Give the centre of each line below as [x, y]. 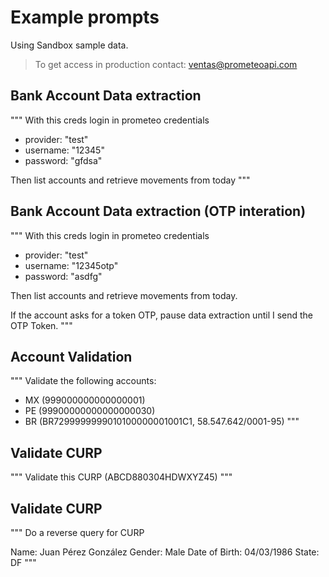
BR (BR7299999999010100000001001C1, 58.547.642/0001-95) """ [162, 422]
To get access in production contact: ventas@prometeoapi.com [166, 64]
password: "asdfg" [63, 276]
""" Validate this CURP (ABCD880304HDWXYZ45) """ [121, 477]
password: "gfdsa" [63, 160]
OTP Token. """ [41, 325]
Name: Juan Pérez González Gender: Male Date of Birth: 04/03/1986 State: [165, 552]
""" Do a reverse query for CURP [77, 532]
